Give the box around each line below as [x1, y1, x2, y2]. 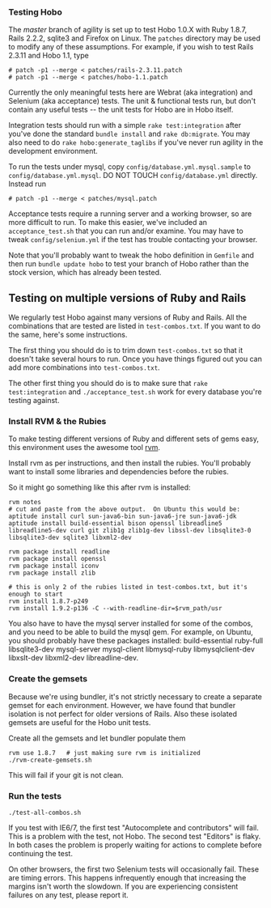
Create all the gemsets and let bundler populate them [8, 733, 186, 743]
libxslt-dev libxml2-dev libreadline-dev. [8, 653, 139, 663]
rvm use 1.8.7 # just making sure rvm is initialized [8, 749, 201, 757]
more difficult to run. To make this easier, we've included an [8, 218, 208, 227]
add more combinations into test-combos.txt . [8, 363, 160, 372]
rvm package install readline [8, 548, 111, 556]
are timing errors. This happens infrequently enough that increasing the [8, 873, 247, 882]
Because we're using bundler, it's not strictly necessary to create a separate [8, 691, 263, 702]
